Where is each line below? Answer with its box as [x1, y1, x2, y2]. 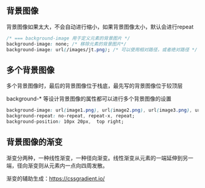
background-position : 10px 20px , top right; [6, 119, 124, 125]
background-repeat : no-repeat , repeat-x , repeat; [6, 113, 135, 119]
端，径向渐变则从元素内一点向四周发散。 [6, 162, 108, 169]
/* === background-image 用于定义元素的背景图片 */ [6, 35, 131, 41]
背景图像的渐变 [6, 137, 63, 147]
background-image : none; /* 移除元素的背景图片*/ [6, 41, 127, 47]
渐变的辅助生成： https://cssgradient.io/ [6, 175, 105, 182]
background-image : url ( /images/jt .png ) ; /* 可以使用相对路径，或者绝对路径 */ [6, 46, 198, 53]
